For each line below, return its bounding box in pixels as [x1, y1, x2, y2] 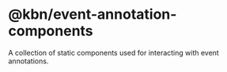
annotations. [8, 56, 49, 66]
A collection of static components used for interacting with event [8, 48, 219, 57]
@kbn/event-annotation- [8, 5, 177, 23]
